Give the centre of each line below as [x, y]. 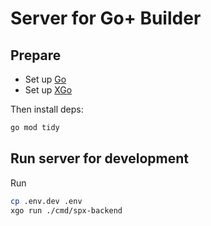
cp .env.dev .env [46, 201]
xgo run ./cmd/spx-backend [66, 210]
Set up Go [45, 79]
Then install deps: [47, 109]
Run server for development [99, 158]
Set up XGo [48, 90]
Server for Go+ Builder [106, 18]
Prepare [36, 55]
